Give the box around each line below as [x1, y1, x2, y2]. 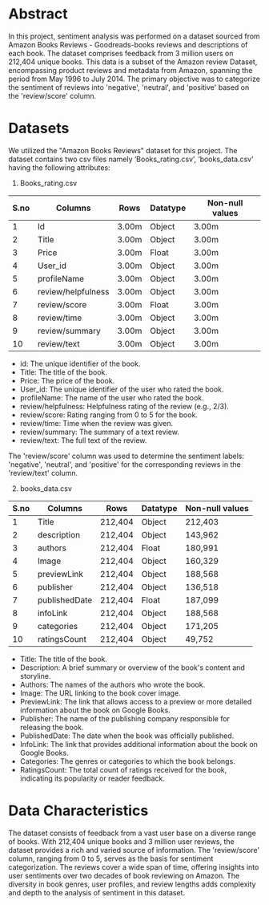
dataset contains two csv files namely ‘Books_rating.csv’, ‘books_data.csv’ [8, 154, 254, 164]
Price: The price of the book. [19, 375, 115, 385]
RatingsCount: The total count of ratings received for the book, [19, 765, 227, 774]
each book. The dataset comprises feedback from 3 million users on [8, 48, 234, 58]
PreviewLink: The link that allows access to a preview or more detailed [19, 696, 252, 706]
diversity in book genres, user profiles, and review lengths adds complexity [8, 879, 256, 889]
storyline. [19, 671, 51, 680]
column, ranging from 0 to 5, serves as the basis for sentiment [8, 854, 214, 863]
